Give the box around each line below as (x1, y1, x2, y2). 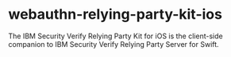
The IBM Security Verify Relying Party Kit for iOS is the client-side (8, 31, 224, 41)
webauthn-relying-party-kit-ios (8, 5, 222, 23)
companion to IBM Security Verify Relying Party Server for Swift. (8, 39, 220, 48)
